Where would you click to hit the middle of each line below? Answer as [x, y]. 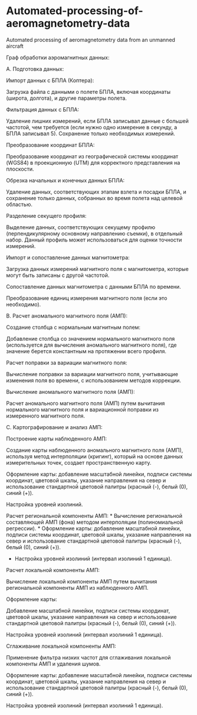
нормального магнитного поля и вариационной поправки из [83, 409]
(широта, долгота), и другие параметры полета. [66, 98]
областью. [19, 204]
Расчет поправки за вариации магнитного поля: [67, 363]
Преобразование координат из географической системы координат [92, 156]
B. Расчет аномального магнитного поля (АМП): [67, 316]
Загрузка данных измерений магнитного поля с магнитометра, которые [97, 269]
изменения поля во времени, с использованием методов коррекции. [94, 380]
